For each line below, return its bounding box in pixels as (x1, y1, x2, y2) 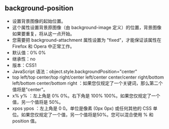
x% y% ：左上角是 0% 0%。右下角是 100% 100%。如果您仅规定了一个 (12, 93, 160, 99)
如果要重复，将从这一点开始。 (12, 30, 75, 37)
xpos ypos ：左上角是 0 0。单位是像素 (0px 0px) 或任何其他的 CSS (12, 105, 152, 111)
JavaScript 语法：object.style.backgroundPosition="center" (12, 68, 138, 75)
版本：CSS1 (12, 62, 37, 68)
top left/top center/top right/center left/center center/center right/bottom (12, 74, 164, 80)
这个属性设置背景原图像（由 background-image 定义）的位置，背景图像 (12, 24, 162, 30)
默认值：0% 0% (12, 49, 46, 55)
